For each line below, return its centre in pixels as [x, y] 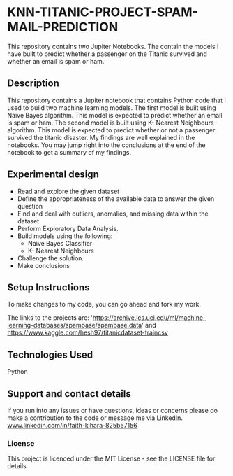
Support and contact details [69, 394]
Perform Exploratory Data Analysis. [68, 228]
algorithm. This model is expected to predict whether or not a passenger [111, 129]
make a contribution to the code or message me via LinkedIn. [95, 418]
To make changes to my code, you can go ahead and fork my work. [104, 304]
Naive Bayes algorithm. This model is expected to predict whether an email [115, 115]
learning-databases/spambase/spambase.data [75, 325]
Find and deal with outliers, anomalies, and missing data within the [113, 213]
